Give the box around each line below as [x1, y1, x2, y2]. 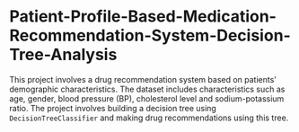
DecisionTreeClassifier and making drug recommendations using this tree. [9, 112, 289, 123]
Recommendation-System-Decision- [9, 25, 292, 46]
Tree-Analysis [9, 45, 118, 65]
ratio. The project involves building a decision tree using [9, 102, 217, 113]
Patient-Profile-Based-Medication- [9, 6, 277, 27]
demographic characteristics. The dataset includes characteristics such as [9, 84, 286, 94]
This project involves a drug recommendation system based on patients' [9, 74, 277, 84]
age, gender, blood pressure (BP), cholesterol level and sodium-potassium [9, 92, 285, 104]
